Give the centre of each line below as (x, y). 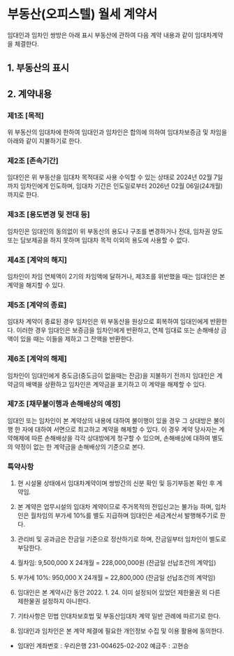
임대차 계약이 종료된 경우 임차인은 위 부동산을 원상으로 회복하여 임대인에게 (108, 322)
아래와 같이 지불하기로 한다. (45, 141)
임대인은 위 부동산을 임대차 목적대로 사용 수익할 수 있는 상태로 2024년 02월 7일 (115, 177)
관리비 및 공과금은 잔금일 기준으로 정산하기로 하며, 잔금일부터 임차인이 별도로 (122, 539)
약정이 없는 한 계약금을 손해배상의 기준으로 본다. (80, 447)
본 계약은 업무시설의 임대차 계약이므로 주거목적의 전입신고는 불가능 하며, (115, 507)
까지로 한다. (23, 195)
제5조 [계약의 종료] (37, 305)
